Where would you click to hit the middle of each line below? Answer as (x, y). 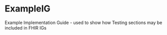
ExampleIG (27, 9)
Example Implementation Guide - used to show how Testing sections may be (83, 22)
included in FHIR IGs (26, 27)
